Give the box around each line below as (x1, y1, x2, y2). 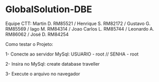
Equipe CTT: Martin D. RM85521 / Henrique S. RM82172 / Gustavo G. (5, 20, 151, 26)
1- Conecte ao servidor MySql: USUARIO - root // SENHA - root (5, 51, 139, 57)
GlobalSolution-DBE (5, 4, 93, 15)
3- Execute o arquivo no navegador (5, 70, 81, 77)
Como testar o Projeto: (5, 41, 54, 47)
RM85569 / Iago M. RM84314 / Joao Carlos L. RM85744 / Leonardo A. (5, 25, 154, 32)
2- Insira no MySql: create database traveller (5, 61, 100, 67)
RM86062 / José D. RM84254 (5, 31, 69, 37)
